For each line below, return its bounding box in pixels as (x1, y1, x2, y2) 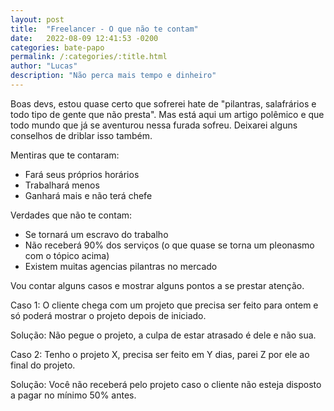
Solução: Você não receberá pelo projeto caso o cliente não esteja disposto (10, 378, 322, 390)
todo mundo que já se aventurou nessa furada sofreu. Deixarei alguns (10, 119, 298, 131)
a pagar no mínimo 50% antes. (10, 389, 137, 401)
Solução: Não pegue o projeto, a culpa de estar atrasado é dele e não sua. (10, 329, 317, 341)
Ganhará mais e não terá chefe (24, 189, 153, 201)
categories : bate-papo (10, 42, 105, 53)
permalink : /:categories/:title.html (10, 52, 168, 62)
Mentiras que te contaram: (10, 149, 120, 161)
